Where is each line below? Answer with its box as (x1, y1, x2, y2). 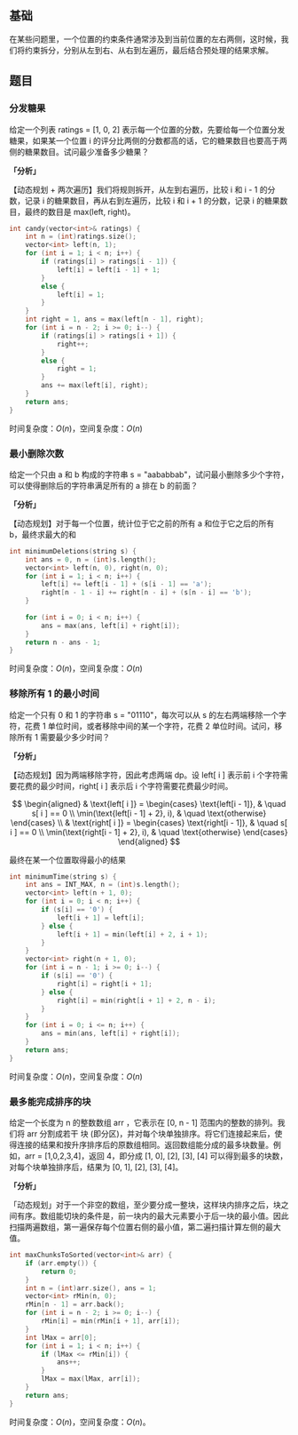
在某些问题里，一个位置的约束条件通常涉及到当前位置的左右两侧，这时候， (9, 34, 281, 44)
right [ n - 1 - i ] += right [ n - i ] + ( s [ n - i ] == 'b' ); (41, 588, 253, 597)
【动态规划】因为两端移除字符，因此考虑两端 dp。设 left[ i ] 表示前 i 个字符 (9, 769, 281, 780)
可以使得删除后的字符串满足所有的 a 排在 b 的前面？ (9, 480, 199, 490)
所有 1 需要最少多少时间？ (16, 731, 111, 742)
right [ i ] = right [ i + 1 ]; (56, 979, 153, 988)
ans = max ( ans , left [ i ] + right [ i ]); (41, 621, 180, 630)
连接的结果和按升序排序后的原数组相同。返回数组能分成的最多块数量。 (16, 1140, 273, 1151)
